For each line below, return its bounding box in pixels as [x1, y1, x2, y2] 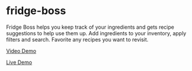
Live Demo [6, 59, 32, 66]
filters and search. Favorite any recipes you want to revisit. [6, 36, 149, 43]
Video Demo [6, 47, 37, 54]
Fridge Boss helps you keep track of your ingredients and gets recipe [6, 23, 174, 31]
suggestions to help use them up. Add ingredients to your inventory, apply [6, 29, 187, 36]
